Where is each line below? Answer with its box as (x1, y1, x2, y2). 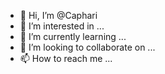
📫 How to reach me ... (19, 53, 113, 64)
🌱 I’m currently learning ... (19, 31, 127, 42)
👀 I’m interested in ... (19, 20, 105, 32)
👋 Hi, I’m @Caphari (19, 10, 98, 21)
